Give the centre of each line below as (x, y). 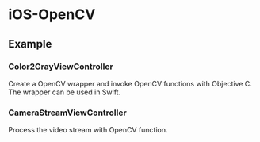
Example (30, 44)
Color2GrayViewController (61, 67)
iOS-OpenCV (52, 15)
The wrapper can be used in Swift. (65, 92)
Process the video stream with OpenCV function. (88, 130)
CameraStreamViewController (67, 113)
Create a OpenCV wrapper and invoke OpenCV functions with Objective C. (130, 83)
